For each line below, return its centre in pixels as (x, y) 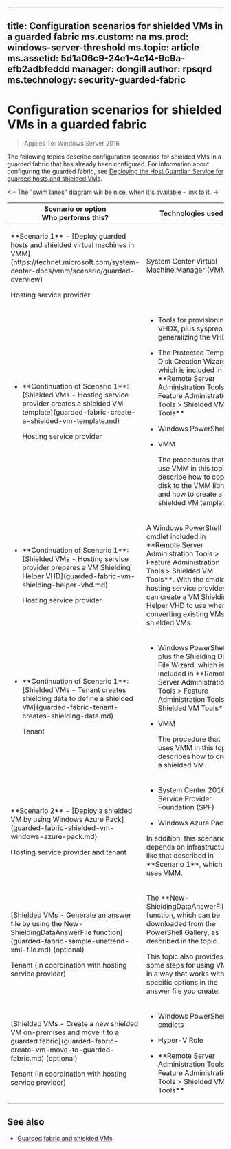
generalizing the (184, 337)
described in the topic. (183, 941)
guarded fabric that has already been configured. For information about (108, 164)
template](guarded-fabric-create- (79, 413)
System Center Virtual (182, 262)
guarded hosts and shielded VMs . (55, 179)
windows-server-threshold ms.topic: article (103, 48)
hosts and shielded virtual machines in (73, 245)
